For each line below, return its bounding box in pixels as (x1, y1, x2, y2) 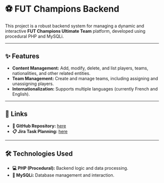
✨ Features (5, 52, 40, 61)
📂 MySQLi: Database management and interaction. (12, 172, 115, 178)
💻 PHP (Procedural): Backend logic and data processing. (12, 165, 128, 171)
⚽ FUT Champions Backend (5, 3, 120, 15)
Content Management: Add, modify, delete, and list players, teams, (12, 65, 149, 71)
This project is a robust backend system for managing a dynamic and (5, 23, 144, 29)
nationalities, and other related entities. (12, 70, 91, 76)
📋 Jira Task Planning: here (12, 128, 68, 134)
